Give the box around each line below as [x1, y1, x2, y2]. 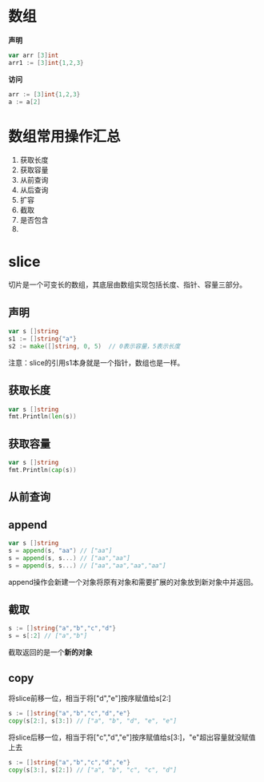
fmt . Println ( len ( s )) [8, 413, 78, 421]
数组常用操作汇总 [8, 127, 122, 145]
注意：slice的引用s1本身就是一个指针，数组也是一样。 [8, 357, 185, 367]
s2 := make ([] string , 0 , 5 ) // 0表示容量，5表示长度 [8, 342, 181, 350]
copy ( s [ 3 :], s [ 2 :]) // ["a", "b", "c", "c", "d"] [8, 766, 178, 774]
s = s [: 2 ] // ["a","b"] [8, 632, 88, 640]
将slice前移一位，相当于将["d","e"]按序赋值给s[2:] [8, 693, 171, 703]
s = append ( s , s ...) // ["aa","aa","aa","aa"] [8, 562, 166, 570]
